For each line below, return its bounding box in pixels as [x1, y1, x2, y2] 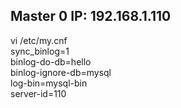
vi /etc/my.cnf [10, 34, 68, 46]
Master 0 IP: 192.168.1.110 [10, 8, 172, 25]
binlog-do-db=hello [10, 55, 92, 68]
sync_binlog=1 [10, 45, 70, 57]
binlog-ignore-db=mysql [10, 66, 112, 78]
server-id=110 [10, 87, 67, 99]
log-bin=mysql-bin [10, 77, 88, 89]
